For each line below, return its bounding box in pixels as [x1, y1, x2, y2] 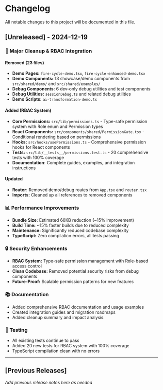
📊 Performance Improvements [5, 204, 79, 211]
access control [12, 263, 42, 269]
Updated [5, 176, 23, 182]
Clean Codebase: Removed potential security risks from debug [12, 268, 139, 274]
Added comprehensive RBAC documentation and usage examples [12, 304, 144, 310]
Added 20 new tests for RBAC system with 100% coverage [12, 343, 130, 349]
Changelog [5, 3, 50, 14]
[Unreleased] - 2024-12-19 [5, 33, 88, 41]
